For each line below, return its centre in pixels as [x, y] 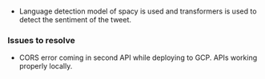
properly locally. [46, 66]
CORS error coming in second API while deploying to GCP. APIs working [138, 57]
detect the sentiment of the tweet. [75, 19]
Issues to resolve [41, 40]
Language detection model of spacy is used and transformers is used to [138, 11]
